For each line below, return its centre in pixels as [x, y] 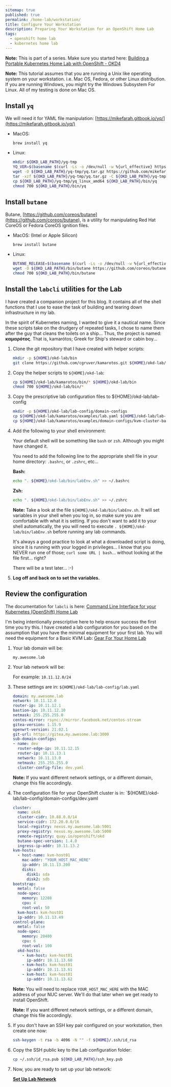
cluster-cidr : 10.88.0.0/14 [47, 817]
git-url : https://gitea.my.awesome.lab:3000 [61, 734]
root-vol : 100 [37, 946]
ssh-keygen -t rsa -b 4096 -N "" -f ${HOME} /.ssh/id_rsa [75, 1040]
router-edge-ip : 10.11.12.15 [48, 749]
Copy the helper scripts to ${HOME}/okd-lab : [58, 373]
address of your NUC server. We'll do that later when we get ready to [85, 994]
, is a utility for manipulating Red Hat [118, 220]
